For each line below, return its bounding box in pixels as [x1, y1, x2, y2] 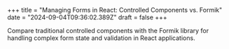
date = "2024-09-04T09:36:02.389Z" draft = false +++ [7, 13, 168, 21]
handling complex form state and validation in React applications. [7, 34, 195, 42]
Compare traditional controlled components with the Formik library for [7, 27, 209, 35]
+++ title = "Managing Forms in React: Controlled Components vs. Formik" [7, 6, 223, 14]
